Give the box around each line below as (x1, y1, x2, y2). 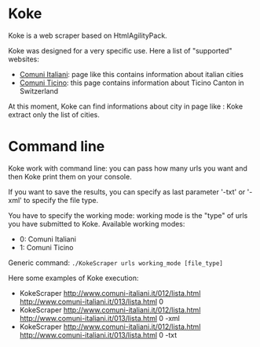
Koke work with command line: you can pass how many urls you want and (8, 163, 247, 173)
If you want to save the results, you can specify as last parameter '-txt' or (8, 186, 246, 197)
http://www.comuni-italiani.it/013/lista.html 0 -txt (19, 330, 178, 339)
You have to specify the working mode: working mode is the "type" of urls (8, 210, 248, 220)
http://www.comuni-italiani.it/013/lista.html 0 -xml (19, 313, 181, 323)
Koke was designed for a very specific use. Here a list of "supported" (8, 46, 233, 55)
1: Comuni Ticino (19, 242, 74, 252)
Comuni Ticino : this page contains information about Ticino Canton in (19, 78, 245, 87)
